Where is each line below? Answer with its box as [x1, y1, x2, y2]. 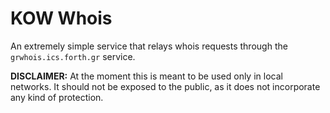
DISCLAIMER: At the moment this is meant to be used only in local [10, 70, 283, 82]
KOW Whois [10, 7, 113, 30]
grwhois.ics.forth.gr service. [10, 50, 136, 62]
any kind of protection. [10, 91, 104, 103]
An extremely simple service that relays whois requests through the [10, 40, 288, 52]
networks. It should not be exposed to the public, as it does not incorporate [10, 80, 321, 92]
